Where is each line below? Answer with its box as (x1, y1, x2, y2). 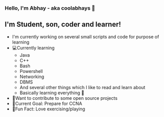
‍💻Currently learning (12, 45, 55, 51)
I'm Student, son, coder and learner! (5, 20, 121, 29)
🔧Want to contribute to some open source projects (12, 95, 117, 101)
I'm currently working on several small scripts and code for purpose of (12, 33, 159, 40)
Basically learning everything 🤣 (19, 90, 85, 96)
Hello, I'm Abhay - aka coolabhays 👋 (5, 5, 96, 12)
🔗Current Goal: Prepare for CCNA (12, 100, 83, 106)
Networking (19, 73, 45, 80)
